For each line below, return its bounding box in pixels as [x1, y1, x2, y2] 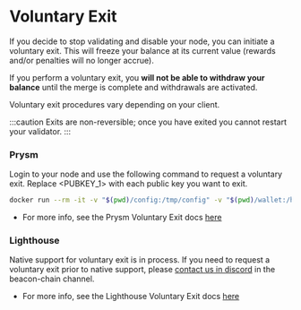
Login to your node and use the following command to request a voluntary [9, 168, 283, 180]
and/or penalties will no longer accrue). [9, 55, 155, 65]
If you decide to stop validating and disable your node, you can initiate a [9, 36, 275, 47]
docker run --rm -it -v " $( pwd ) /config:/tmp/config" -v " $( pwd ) [9, 195, 254, 205]
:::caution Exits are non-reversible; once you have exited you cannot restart [9, 116, 287, 127]
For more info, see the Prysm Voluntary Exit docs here [21, 212, 222, 223]
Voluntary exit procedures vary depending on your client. [9, 99, 220, 109]
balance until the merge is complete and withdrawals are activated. [9, 82, 258, 92]
